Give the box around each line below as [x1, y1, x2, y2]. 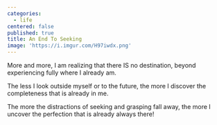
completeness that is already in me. [7, 89, 109, 97]
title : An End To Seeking [7, 36, 82, 43]
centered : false [7, 23, 54, 30]
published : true [7, 29, 54, 37]
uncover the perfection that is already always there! [7, 110, 155, 118]
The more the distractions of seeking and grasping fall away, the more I [7, 103, 211, 110]
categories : [7, 10, 42, 17]
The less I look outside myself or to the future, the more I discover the [7, 82, 207, 90]
